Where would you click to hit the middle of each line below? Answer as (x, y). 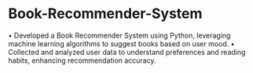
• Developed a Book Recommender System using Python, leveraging (119, 35)
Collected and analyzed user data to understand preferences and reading (127, 52)
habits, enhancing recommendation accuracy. (82, 60)
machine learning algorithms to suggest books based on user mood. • (121, 43)
